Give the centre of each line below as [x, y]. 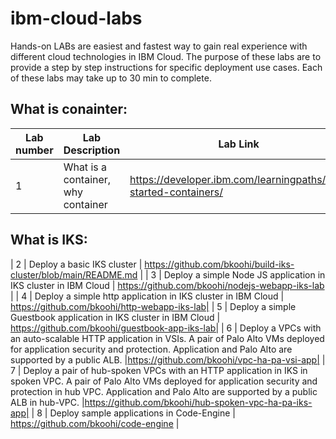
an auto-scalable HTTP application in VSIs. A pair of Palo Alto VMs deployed [167, 338]
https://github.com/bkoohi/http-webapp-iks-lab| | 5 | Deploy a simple [153, 306]
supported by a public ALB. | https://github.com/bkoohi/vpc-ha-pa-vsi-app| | [168, 359]
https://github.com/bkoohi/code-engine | [95, 423]
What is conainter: [69, 109]
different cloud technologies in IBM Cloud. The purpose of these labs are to [166, 56]
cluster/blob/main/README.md [74, 274]
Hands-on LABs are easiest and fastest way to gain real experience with [159, 46]
